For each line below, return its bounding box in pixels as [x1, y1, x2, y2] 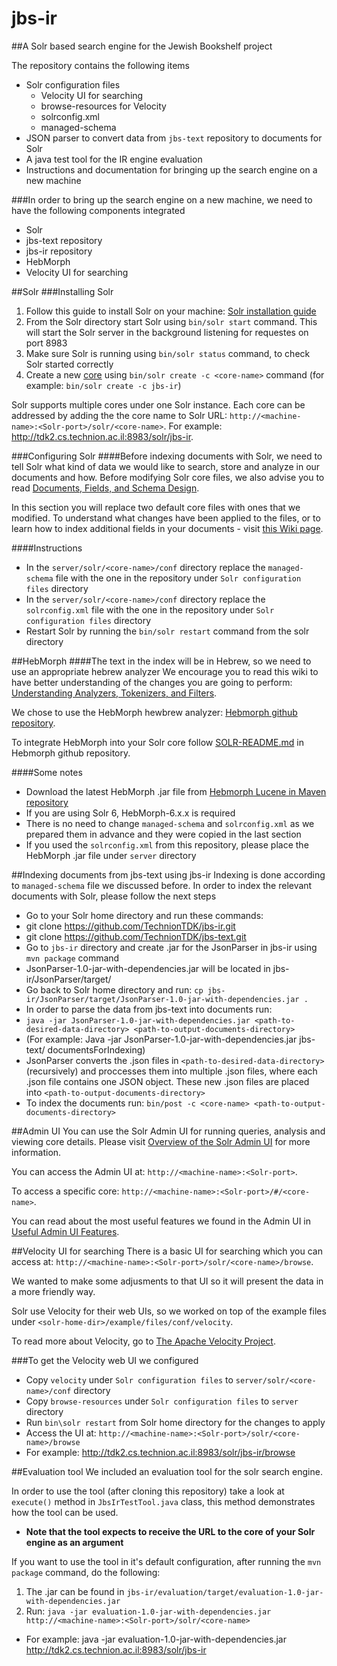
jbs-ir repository [25, 245, 93, 257]
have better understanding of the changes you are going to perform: [11, 676, 293, 688]
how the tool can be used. [11, 1506, 119, 1518]
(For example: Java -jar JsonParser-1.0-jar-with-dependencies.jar [25, 1033, 298, 1045]
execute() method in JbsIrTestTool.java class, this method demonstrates [11, 1495, 316, 1507]
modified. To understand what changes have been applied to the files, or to [11, 512, 321, 524]
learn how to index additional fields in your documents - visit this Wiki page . [11, 522, 324, 534]
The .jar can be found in [25, 1585, 125, 1597]
